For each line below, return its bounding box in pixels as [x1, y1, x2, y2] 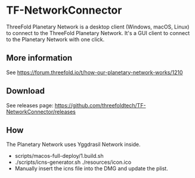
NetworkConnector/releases [6, 108, 76, 115]
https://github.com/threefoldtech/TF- [54, 101, 146, 109]
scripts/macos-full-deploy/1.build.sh [14, 152, 104, 160]
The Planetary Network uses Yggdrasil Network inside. [6, 141, 141, 148]
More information [6, 53, 73, 63]
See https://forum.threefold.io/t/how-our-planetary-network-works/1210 [6, 69, 183, 76]
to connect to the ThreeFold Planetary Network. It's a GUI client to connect [6, 29, 190, 36]
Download [6, 86, 45, 96]
